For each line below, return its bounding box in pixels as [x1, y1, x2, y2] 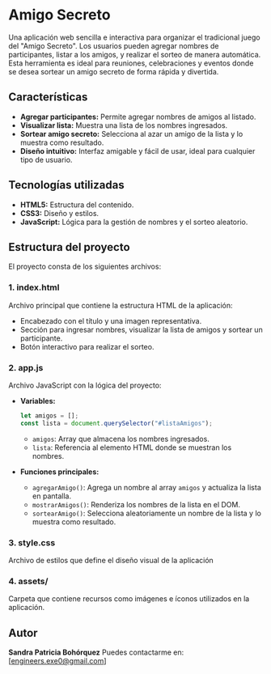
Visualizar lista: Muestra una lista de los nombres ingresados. [19, 120, 228, 130]
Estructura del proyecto [8, 240, 131, 254]
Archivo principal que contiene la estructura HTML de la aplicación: [8, 300, 233, 310]
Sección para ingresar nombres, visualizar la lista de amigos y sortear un [19, 324, 263, 334]
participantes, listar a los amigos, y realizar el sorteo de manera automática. [8, 49, 261, 59]
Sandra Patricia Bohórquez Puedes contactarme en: [8, 647, 184, 657]
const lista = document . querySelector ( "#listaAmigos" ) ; [19, 419, 213, 427]
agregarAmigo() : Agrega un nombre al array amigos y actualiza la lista [32, 482, 261, 492]
